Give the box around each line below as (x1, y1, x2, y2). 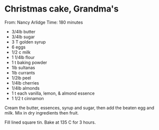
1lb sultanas (11, 64, 35, 71)
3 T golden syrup (11, 39, 46, 44)
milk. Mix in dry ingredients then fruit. (4, 110, 79, 116)
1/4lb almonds (11, 85, 40, 91)
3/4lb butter (11, 29, 36, 34)
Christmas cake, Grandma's (4, 3, 119, 14)
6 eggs (11, 44, 26, 50)
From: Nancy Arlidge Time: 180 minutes (4, 19, 83, 25)
